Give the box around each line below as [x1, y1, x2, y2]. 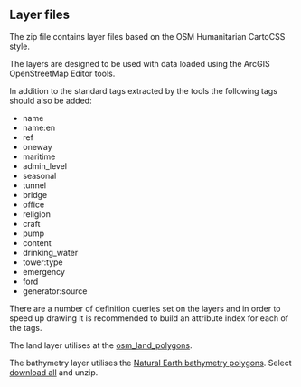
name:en [22, 122, 56, 133]
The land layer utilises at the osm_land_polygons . [9, 339, 193, 351]
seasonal [22, 170, 57, 181]
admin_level [22, 160, 68, 171]
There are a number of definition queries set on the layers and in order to [9, 303, 282, 314]
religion [22, 208, 52, 220]
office [22, 199, 45, 210]
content [22, 237, 52, 248]
